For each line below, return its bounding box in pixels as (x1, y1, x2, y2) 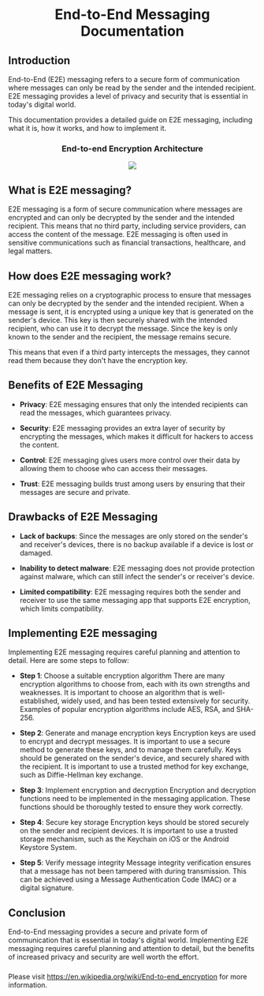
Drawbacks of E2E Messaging (8, 511, 158, 524)
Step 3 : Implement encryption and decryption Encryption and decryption (19, 785, 256, 795)
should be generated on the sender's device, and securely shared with (19, 754, 250, 763)
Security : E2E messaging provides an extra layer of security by (19, 423, 226, 432)
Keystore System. (19, 843, 77, 852)
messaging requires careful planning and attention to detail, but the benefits (8, 944, 255, 953)
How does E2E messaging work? (8, 269, 172, 283)
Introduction (8, 54, 71, 67)
